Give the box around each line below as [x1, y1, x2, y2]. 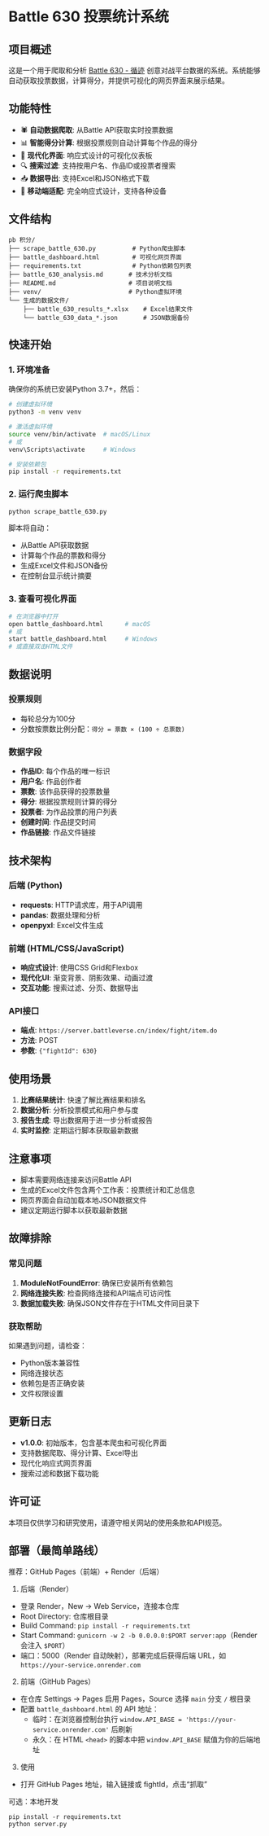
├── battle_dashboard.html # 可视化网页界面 [8, 253, 182, 261]
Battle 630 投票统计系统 [8, 7, 169, 26]
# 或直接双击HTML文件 [8, 642, 73, 651]
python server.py [8, 1821, 67, 1829]
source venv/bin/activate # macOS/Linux [8, 430, 151, 438]
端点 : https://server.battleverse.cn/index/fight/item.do [20, 1025, 218, 1035]
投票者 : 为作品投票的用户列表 [20, 807, 118, 817]
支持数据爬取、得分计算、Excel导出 [20, 1448, 139, 1457]
